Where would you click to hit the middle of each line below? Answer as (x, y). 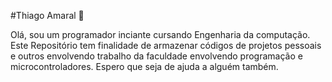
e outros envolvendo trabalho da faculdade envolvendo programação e (156, 56)
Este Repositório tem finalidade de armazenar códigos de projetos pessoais (166, 45)
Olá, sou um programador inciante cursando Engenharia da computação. (160, 34)
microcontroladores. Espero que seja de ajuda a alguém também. (144, 66)
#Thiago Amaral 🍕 (47, 15)
